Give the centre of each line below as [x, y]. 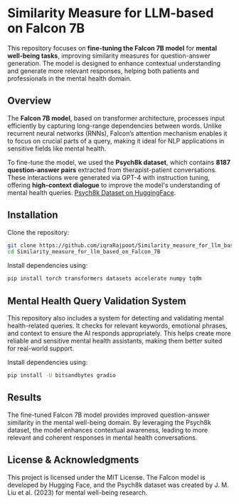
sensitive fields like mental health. [57, 148]
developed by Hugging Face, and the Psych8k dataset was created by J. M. [118, 485]
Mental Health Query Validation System [97, 301]
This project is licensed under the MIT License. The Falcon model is [106, 477]
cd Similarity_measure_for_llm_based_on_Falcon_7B [84, 252]
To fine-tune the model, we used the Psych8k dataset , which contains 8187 [119, 162]
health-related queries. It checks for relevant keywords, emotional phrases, [117, 326]
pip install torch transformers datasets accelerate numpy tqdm [105, 279]
